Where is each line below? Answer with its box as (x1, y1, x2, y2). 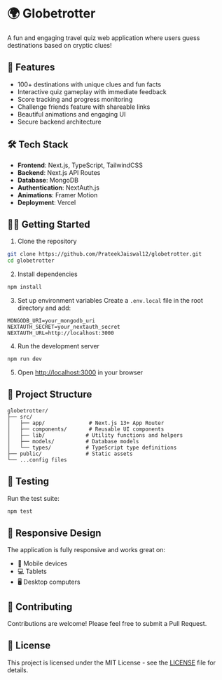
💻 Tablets (17, 567, 47, 576)
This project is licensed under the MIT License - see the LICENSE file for (7, 658, 216, 667)
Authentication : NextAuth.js (17, 183, 100, 192)
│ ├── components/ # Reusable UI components (7, 426, 165, 433)
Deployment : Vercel (17, 198, 76, 207)
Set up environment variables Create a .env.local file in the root (17, 296, 203, 304)
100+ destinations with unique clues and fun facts (17, 80, 162, 89)
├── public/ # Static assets (7, 450, 133, 457)
